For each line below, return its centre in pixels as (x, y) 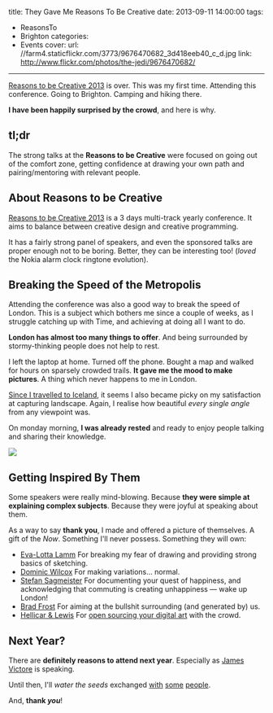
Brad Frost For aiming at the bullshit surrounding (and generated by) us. (140, 606)
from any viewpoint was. (50, 412)
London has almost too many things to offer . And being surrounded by (128, 338)
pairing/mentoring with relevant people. (74, 172)
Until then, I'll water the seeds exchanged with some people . (110, 685)
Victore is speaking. (41, 669)
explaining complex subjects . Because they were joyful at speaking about (133, 506)
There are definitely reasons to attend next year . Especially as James (126, 661)
